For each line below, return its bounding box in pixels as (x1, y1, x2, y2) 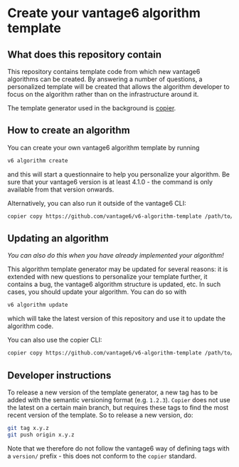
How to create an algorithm (7, 125, 130, 137)
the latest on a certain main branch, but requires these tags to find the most (7, 403, 229, 411)
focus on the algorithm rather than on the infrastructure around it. (7, 90, 199, 98)
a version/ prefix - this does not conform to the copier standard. (7, 451, 197, 460)
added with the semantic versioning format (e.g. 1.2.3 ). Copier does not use (7, 395, 231, 404)
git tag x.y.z (7, 424, 50, 431)
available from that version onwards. (7, 185, 115, 194)
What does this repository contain (7, 48, 162, 61)
